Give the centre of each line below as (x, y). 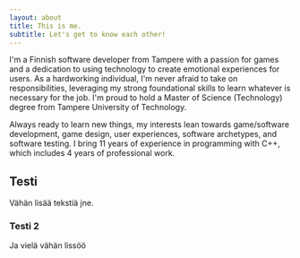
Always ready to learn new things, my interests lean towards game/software (149, 125)
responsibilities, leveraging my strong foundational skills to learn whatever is (150, 88)
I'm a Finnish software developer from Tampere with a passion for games (144, 60)
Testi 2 (25, 227)
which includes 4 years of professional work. (92, 153)
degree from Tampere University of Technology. (98, 107)
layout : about (36, 17)
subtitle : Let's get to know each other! (88, 34)
